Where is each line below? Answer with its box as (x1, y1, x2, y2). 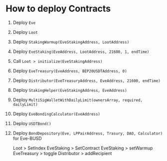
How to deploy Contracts (5, 3, 111, 14)
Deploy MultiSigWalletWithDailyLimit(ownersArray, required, (12, 97, 143, 103)
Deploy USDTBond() (12, 120, 51, 126)
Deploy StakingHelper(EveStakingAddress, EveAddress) (12, 87, 127, 93)
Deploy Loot (12, 29, 38, 35)
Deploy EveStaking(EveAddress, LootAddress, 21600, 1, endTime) (12, 48, 150, 54)
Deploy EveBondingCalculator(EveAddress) (12, 111, 101, 117)
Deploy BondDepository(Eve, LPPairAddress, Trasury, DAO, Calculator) (12, 130, 163, 136)
